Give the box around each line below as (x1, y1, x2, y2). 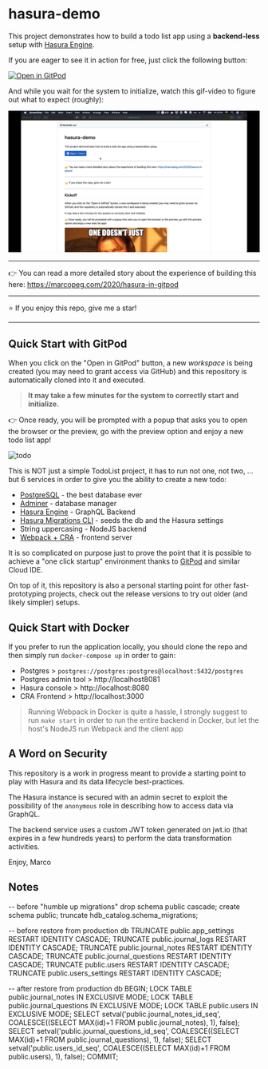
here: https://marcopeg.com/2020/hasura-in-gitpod (8, 280, 179, 289)
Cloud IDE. (8, 565, 44, 575)
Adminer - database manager (19, 499, 117, 509)
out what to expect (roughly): (8, 94, 104, 104)
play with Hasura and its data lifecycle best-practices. (8, 776, 185, 786)
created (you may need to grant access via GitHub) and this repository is (8, 367, 247, 377)
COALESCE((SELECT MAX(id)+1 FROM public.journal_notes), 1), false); (8, 1017, 241, 1027)
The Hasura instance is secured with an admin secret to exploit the (8, 792, 228, 802)
